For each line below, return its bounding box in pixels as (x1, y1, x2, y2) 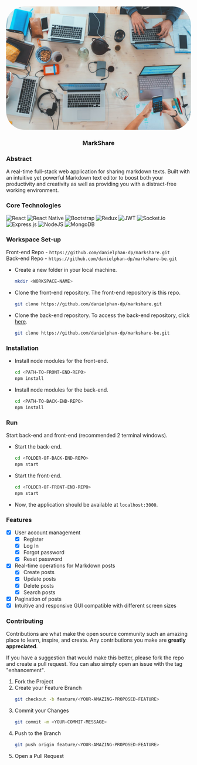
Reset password (23, 555, 63, 562)
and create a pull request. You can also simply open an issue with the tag (6, 660, 183, 668)
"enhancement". (6, 667, 46, 674)
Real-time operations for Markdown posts (14, 562, 116, 569)
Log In (23, 542, 39, 550)
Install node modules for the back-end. (14, 386, 108, 393)
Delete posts (23, 582, 55, 589)
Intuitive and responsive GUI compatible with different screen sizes (14, 602, 177, 609)
